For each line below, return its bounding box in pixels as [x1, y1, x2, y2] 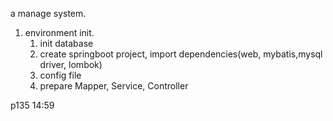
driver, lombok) [39, 59, 103, 70]
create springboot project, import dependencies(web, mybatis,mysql [39, 48, 323, 60]
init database [39, 38, 94, 49]
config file [39, 69, 82, 81]
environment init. [24, 27, 95, 38]
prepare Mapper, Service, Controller [39, 80, 189, 92]
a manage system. [10, 8, 87, 19]
